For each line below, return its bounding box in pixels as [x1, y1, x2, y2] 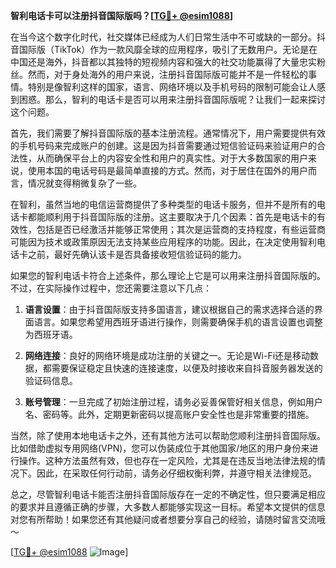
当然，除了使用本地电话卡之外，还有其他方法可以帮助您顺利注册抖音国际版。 [10, 430, 326, 441]
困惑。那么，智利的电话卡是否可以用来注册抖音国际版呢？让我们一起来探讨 [18, 94, 326, 105]
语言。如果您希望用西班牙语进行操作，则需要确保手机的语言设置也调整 [33, 316, 323, 328]
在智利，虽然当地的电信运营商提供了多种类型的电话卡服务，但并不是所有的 [10, 199, 317, 210]
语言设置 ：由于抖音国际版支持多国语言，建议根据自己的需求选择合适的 [24, 304, 315, 315]
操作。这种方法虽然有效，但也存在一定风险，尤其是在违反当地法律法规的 [18, 455, 317, 466]
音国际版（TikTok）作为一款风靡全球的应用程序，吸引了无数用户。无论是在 [10, 44, 318, 55]
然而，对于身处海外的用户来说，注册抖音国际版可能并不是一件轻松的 [27, 69, 308, 80]
